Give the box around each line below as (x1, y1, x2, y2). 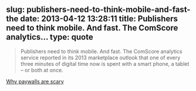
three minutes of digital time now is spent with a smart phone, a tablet (20, 60, 190, 67)
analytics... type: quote (6, 32, 93, 42)
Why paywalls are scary (6, 77, 65, 85)
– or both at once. (20, 66, 63, 73)
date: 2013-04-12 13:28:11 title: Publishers (20, 14, 178, 24)
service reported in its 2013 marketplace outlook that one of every (20, 54, 181, 61)
